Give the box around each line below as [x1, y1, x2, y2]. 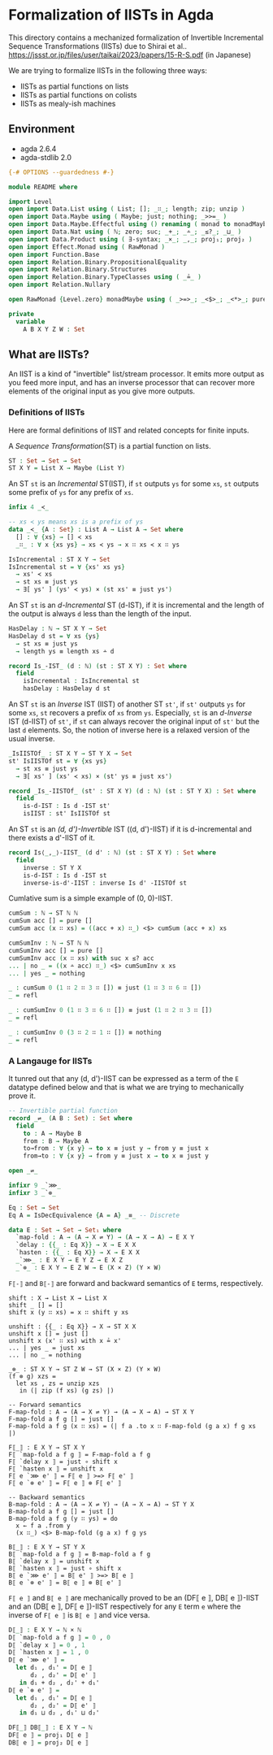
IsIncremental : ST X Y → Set [8, 555, 111, 563]
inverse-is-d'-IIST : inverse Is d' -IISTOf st [23, 879, 187, 887]
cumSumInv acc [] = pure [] [8, 946, 104, 954]
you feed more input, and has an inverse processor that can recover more [8, 378, 255, 388]
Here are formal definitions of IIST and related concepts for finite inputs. [8, 425, 249, 435]
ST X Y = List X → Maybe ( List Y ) [8, 464, 126, 472]
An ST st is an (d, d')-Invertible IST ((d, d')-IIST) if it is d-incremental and [8, 824, 252, 834]
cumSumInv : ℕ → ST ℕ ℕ [8, 939, 89, 948]
